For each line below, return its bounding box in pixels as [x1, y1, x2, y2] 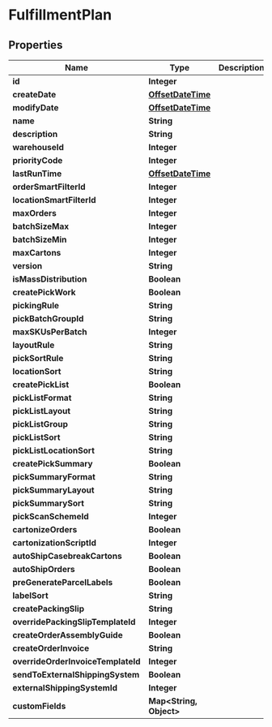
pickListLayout [12, 406, 71, 416]
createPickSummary [12, 458, 93, 469]
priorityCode [12, 155, 63, 166]
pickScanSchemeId [12, 511, 89, 522]
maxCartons [12, 247, 62, 258]
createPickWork [12, 286, 76, 298]
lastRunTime [12, 168, 62, 179]
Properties [8, 38, 63, 52]
